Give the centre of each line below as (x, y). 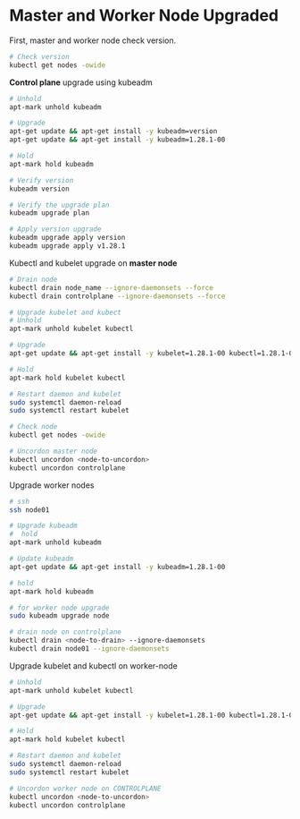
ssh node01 (29, 510)
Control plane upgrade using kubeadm (81, 82)
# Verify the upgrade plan (59, 205)
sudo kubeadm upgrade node (59, 616)
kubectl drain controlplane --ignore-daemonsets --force (117, 296)
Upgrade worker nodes (52, 485)
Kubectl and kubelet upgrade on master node (93, 263)
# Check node (33, 427)
